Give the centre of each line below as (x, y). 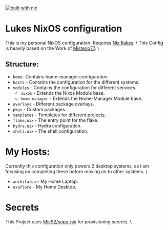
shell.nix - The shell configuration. (50, 131)
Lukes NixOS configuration (64, 29)
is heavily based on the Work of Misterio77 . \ (52, 48)
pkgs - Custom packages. (39, 109)
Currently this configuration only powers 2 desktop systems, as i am (77, 166)
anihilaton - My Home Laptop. (45, 181)
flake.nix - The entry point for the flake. (56, 120)
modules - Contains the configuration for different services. (75, 88)
